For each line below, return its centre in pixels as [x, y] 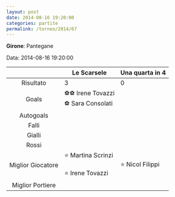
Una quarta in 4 [143, 73]
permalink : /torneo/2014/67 [42, 29]
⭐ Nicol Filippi [140, 164]
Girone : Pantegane [30, 46]
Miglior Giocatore [34, 165]
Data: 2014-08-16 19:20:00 [40, 58]
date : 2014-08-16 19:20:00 [40, 18]
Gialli [34, 135]
